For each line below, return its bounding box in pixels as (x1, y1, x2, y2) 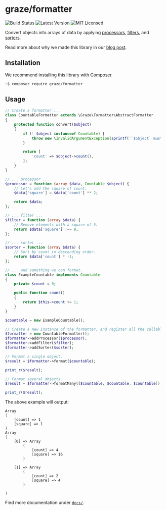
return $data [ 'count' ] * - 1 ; (14, 254, 74, 259)
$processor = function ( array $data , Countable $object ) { (5, 181, 129, 186)
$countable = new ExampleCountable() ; (5, 318, 85, 323)
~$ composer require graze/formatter (5, 81, 83, 86)
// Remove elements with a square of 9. (14, 222, 98, 227)
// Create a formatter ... (5, 108, 61, 113)
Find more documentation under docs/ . (5, 500, 84, 506)
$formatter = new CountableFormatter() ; (5, 331, 90, 336)
